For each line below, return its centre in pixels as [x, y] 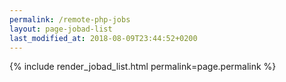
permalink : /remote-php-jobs [70, 19]
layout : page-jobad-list [61, 29]
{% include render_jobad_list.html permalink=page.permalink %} [143, 67]
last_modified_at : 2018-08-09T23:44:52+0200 [103, 38]
